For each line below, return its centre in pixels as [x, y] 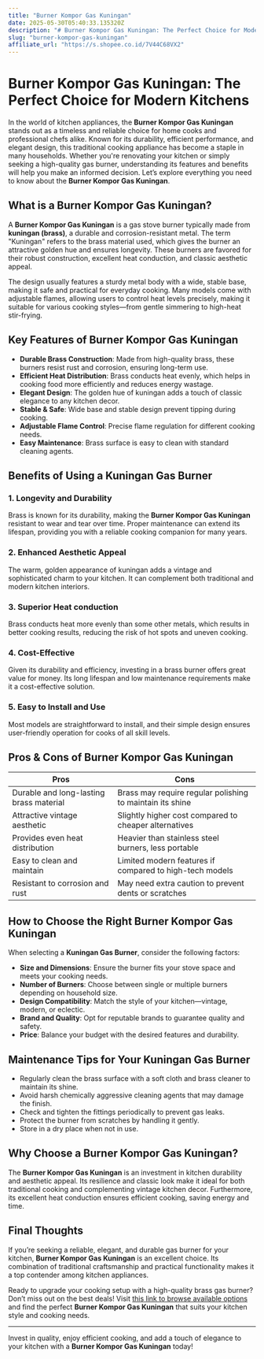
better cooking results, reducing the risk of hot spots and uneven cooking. [128, 632]
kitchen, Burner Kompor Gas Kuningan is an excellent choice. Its [114, 1258]
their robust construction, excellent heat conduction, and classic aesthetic [128, 258]
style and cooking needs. [49, 1315]
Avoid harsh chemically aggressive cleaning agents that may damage [132, 1095]
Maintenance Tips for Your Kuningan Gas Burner [129, 1059]
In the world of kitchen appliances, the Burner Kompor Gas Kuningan [121, 122]
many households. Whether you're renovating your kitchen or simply [119, 156]
